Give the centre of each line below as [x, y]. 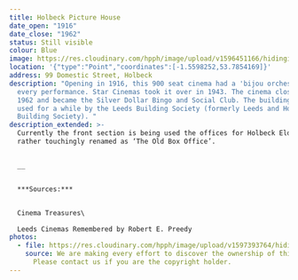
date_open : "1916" [43, 26]
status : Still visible [51, 42]
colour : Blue [33, 51]
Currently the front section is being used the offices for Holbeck [146, 133]
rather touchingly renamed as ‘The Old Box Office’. [117, 141]
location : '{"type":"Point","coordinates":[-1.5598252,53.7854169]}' [141, 68]
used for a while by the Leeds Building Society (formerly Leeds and [148, 108]
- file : [31, 245]
